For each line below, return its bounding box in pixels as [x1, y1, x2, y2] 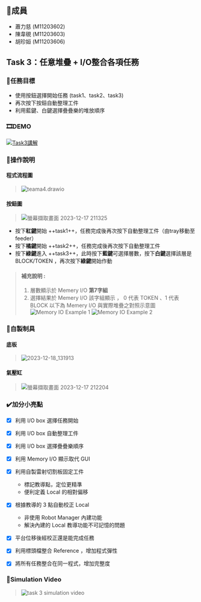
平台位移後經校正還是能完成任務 [14, 535, 94, 542]
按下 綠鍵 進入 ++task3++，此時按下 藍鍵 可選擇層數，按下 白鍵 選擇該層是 [14, 250, 193, 257]
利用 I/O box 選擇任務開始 [14, 417, 79, 424]
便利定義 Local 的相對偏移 [23, 488, 88, 495]
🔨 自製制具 [6, 324, 36, 333]
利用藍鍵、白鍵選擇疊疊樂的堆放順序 [14, 107, 105, 114]
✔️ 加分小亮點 [6, 400, 43, 408]
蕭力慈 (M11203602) [14, 23, 66, 30]
